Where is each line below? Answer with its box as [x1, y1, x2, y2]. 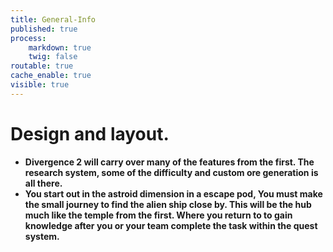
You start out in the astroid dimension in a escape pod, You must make [24, 187, 323, 200]
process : [10, 33, 47, 43]
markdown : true [28, 42, 92, 53]
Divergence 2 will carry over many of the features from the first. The [24, 156, 315, 168]
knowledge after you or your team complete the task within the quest [24, 219, 318, 231]
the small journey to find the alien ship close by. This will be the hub [24, 198, 312, 210]
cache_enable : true [10, 71, 92, 81]
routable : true [10, 61, 74, 71]
